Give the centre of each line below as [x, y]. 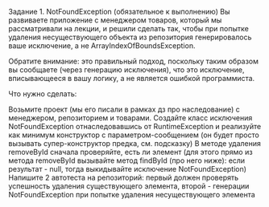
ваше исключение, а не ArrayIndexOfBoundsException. [102, 46]
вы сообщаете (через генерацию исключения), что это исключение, [126, 70]
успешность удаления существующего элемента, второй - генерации [129, 186]
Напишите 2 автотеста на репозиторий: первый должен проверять [124, 177]
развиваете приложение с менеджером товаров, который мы [115, 20]
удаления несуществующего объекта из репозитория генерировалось [130, 37]
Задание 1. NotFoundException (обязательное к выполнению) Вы [120, 12]
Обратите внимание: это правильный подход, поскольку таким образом [134, 61]
